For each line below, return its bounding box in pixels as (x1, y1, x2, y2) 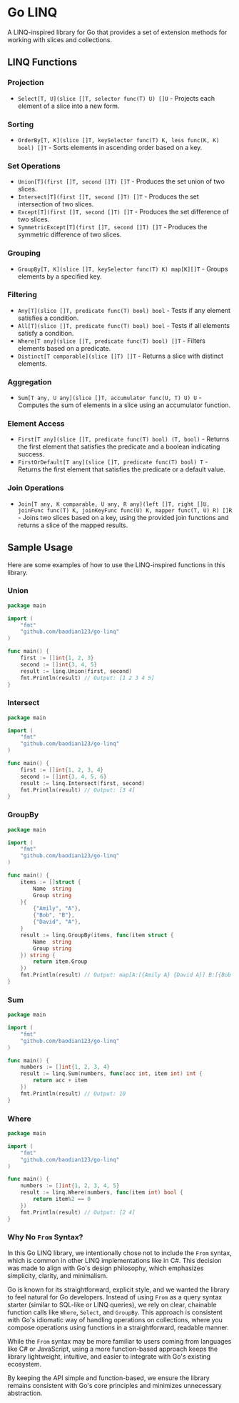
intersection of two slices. (17, 200, 94, 209)
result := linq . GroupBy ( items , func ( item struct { (20, 932, 174, 939)
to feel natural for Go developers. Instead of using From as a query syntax (7, 1292, 223, 1301)
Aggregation (7, 376, 52, 386)
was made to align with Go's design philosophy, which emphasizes (7, 1264, 204, 1272)
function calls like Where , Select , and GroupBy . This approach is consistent (7, 1308, 223, 1317)
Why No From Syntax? (7, 1232, 83, 1242)
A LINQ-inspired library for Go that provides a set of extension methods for (7, 28, 228, 36)
